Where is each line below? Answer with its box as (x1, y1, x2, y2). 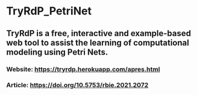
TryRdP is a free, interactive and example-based (6, 28, 192, 38)
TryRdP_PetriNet (6, 4, 92, 18)
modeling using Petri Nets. (6, 47, 108, 57)
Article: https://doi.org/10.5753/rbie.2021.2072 (6, 81, 149, 90)
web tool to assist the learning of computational (6, 37, 190, 47)
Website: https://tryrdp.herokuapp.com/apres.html (6, 65, 160, 73)
